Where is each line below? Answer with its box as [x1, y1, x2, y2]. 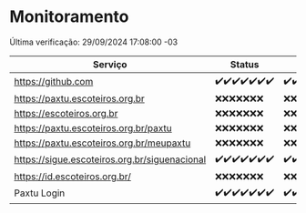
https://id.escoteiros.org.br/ [14, 170, 132, 183]
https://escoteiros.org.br [14, 106, 118, 119]
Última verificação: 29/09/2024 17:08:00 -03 [9, 36, 178, 47]
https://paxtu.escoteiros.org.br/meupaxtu [14, 137, 191, 149]
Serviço [92, 57, 127, 70]
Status [229, 57, 260, 70]
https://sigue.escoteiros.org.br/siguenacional [14, 153, 207, 166]
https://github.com [14, 76, 94, 88]
